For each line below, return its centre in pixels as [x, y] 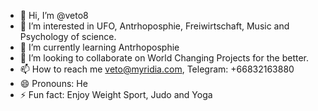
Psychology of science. [68, 36]
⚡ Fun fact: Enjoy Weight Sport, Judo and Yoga [116, 94]
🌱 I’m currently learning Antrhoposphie [99, 47]
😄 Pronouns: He [53, 83]
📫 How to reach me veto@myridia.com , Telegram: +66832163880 [157, 69]
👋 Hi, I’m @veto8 [54, 15]
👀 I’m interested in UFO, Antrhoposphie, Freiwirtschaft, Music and [154, 26]
